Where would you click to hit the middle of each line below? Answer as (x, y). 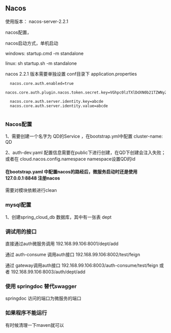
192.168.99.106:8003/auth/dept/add (48, 272)
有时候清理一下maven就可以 (35, 325)
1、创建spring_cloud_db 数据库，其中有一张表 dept (59, 217)
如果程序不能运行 (26, 313)
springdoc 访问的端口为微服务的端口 (43, 298)
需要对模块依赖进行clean (31, 190)
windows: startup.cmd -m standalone (45, 53)
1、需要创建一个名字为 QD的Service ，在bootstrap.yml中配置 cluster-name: (84, 136)
